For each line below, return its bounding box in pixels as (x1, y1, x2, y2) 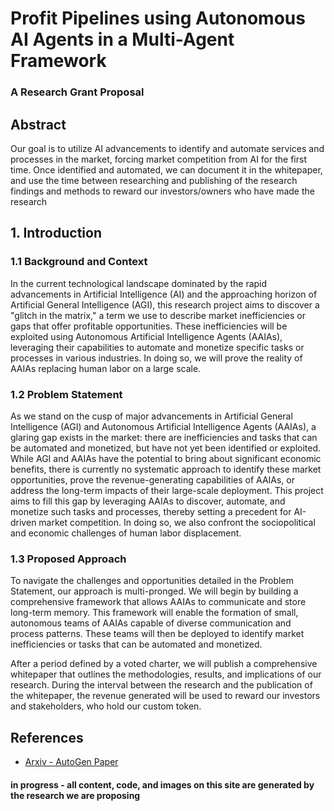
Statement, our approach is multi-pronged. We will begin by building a (10, 585, 299, 597)
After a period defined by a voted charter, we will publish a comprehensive (10, 658, 318, 670)
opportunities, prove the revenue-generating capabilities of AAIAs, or (10, 473, 295, 486)
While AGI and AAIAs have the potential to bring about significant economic (10, 452, 322, 464)
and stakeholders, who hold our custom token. (10, 700, 202, 712)
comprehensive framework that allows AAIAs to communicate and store (10, 596, 307, 608)
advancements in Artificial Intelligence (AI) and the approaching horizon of (10, 288, 318, 300)
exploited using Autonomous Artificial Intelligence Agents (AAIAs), (10, 330, 283, 342)
